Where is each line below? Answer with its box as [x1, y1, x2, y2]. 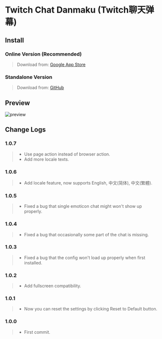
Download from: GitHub [16, 85, 64, 91]
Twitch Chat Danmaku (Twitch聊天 [5, 4, 146, 15]
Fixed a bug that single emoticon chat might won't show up [24, 203, 142, 209]
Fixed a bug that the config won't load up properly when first [24, 255, 146, 261]
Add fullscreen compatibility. [24, 283, 81, 289]
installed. [24, 260, 43, 265]
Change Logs [5, 125, 46, 134]
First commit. [24, 329, 51, 335]
